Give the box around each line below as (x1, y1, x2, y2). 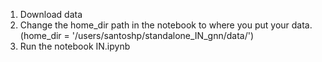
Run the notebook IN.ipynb (19, 40, 131, 52)
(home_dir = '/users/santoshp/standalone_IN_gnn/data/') (19, 30, 255, 41)
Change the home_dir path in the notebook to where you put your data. (19, 19, 313, 31)
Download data (19, 9, 83, 20)
